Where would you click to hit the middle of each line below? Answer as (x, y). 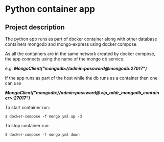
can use (13, 83)
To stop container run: (27, 126)
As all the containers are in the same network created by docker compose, (80, 54)
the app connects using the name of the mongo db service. (65, 59)
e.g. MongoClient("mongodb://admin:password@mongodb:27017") (76, 68)
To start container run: (28, 107)
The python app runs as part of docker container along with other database (81, 39)
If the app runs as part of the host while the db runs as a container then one (81, 78)
